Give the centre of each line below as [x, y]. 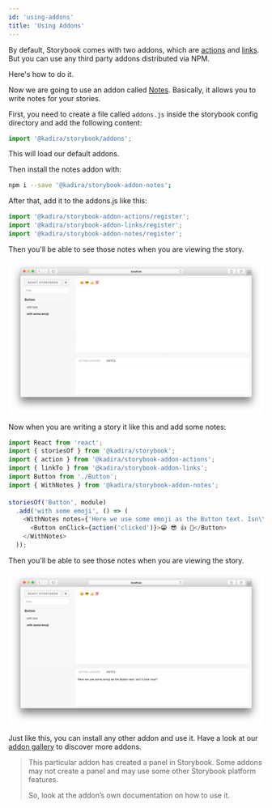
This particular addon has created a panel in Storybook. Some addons [145, 762]
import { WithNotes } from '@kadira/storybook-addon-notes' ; [114, 485]
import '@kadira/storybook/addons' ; [70, 138]
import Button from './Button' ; [63, 477]
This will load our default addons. [64, 154]
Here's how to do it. [41, 74]
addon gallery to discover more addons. [75, 746]
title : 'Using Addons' [47, 26]
